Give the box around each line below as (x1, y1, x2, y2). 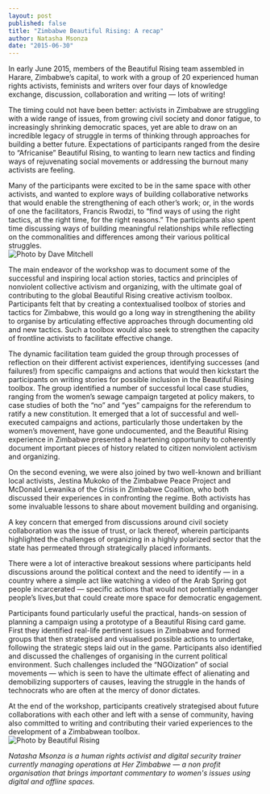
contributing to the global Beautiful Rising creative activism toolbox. (8, 291, 233, 301)
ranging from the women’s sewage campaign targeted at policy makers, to (8, 392, 255, 401)
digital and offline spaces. (8, 777, 95, 787)
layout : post (8, 11, 52, 20)
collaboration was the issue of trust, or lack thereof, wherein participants (8, 526, 250, 536)
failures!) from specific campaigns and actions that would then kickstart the (8, 366, 260, 376)
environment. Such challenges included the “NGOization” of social (8, 660, 229, 670)
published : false (8, 19, 67, 27)
